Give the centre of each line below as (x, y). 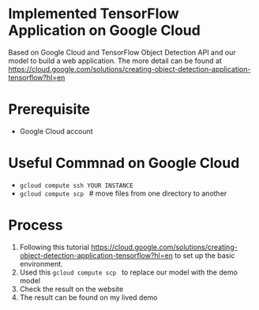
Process (36, 225)
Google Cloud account (56, 131)
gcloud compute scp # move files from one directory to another (123, 193)
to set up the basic (205, 255)
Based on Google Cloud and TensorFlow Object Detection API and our (122, 52)
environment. (41, 263)
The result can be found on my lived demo (88, 297)
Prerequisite (49, 109)
